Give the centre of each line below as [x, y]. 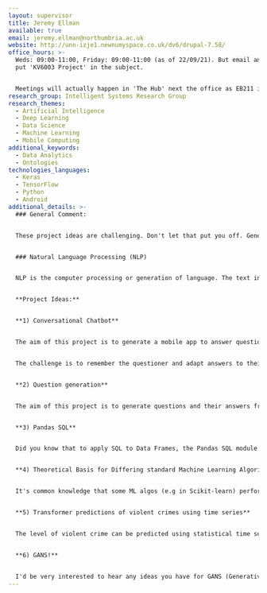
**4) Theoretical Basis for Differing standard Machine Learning [126, 470]
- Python [30, 192]
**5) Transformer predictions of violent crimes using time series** [133, 513]
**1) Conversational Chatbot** [67, 321]
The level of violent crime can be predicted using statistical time [133, 533]
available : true [35, 30]
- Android [31, 200]
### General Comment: [51, 214]
